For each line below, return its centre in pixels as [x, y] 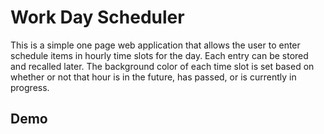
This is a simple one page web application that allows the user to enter [155, 45]
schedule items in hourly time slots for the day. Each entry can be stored [159, 55]
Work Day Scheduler [97, 17]
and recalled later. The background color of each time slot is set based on [162, 66]
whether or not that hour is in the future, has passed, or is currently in [153, 77]
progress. [30, 87]
